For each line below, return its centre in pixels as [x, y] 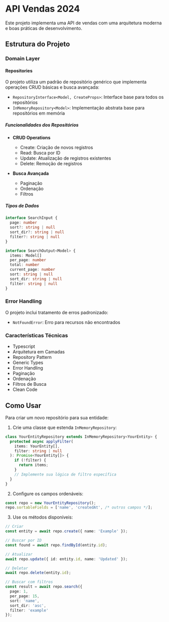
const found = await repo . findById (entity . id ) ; [56, 545]
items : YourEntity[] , [37, 446]
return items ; [34, 465]
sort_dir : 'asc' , [28, 606]
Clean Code [25, 390]
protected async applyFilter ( [41, 442]
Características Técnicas [37, 335]
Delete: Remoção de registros [51, 164]
